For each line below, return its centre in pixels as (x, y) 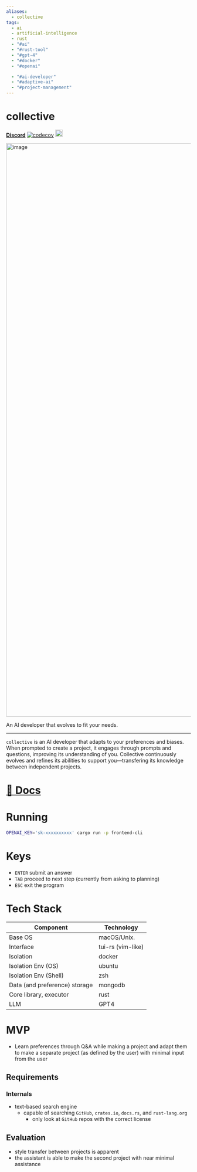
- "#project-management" (42, 88)
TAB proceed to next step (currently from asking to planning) (87, 879)
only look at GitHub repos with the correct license (91, 1119)
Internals (19, 1094)
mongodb (112, 985)
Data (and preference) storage (51, 985)
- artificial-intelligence (44, 33)
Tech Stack (34, 909)
